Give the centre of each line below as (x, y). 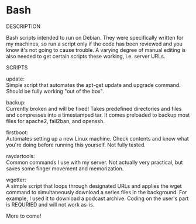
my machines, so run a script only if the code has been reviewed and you (94, 44)
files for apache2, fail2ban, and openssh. (56, 121)
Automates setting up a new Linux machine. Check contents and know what (97, 138)
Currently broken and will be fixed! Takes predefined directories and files (94, 108)
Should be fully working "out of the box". (55, 91)
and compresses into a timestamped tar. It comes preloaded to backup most (98, 115)
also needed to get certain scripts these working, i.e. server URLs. (86, 56)
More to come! (24, 216)
